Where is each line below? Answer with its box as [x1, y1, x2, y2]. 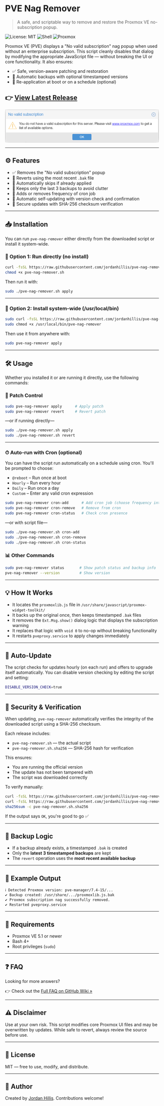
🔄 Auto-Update [5, 651, 52, 660]
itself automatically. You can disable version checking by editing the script [5, 669, 154, 675]
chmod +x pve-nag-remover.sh [5, 270, 64, 275]
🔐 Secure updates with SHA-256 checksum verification [12, 201, 123, 207]
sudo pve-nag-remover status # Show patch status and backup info [5, 565, 156, 570]
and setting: [5, 675, 29, 681]
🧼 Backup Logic [5, 832, 53, 840]
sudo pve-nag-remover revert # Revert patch [5, 409, 106, 414]
